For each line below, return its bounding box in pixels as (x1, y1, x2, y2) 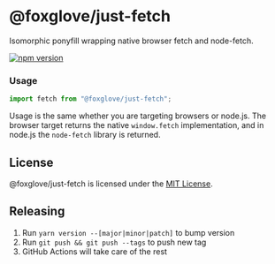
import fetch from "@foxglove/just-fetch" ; (9, 94, 172, 103)
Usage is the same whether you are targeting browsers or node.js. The (9, 110, 267, 121)
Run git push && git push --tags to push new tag (21, 237, 207, 247)
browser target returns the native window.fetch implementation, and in (9, 120, 264, 131)
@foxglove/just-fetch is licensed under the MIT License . (9, 178, 214, 189)
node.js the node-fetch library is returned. (9, 130, 161, 140)
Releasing (9, 204, 65, 219)
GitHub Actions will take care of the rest (21, 245, 168, 257)
